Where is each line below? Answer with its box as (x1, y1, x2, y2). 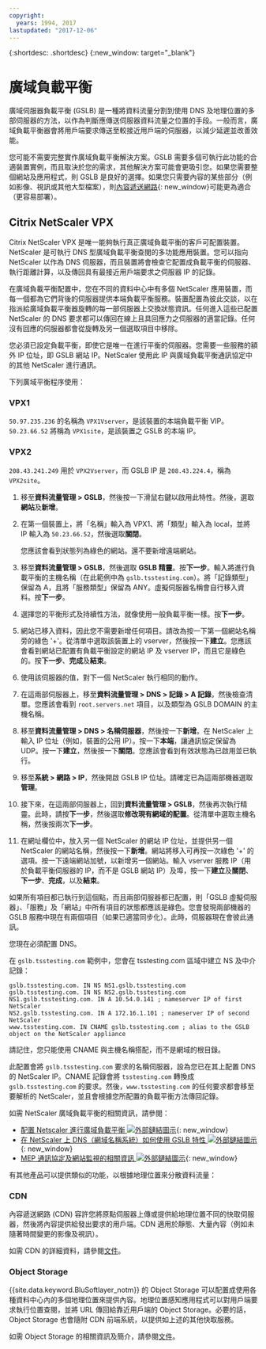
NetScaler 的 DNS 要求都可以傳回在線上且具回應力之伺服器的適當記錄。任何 (9, 314, 256, 323)
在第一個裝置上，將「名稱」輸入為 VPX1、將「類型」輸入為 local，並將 (20, 519, 251, 528)
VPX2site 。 (9, 475, 45, 485)
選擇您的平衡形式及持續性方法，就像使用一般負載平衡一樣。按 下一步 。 (20, 609, 249, 619)
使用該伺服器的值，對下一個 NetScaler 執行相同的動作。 (20, 673, 202, 682)
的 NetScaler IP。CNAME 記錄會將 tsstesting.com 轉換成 (9, 1071, 195, 1081)
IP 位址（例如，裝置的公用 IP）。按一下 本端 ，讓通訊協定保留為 (36, 736, 237, 745)
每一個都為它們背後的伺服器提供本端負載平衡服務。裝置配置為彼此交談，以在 (9, 294, 258, 303)
